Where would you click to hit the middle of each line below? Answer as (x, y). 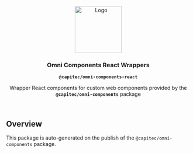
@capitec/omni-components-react (98, 77)
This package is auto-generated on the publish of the (70, 138)
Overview (24, 124)
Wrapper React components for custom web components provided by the (98, 88)
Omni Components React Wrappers (98, 65)
